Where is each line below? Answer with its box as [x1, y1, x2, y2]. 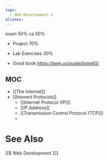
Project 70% [12, 41, 39, 47]
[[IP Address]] [20, 105, 50, 111]
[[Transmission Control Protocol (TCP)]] [20, 110, 103, 116]
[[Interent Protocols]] [12, 94, 57, 100]
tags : [5, 7, 17, 13]
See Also [5, 133, 44, 145]
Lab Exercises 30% [12, 50, 53, 56]
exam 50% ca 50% [5, 31, 46, 37]
